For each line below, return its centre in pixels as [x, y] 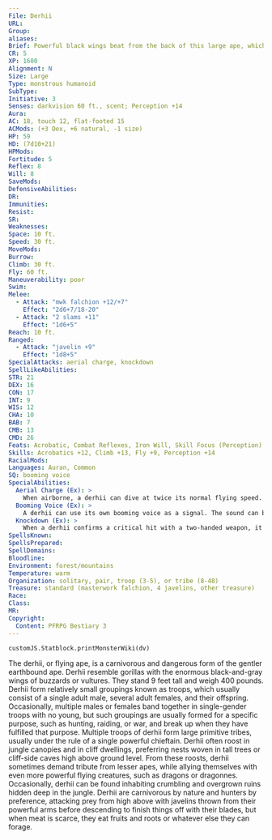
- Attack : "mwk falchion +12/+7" [72, 302]
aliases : [23, 38]
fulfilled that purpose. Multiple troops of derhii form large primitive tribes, [130, 732]
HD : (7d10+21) [32, 144]
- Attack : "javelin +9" [55, 348]
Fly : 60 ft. [28, 272]
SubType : [23, 91]
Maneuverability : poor [47, 279]
